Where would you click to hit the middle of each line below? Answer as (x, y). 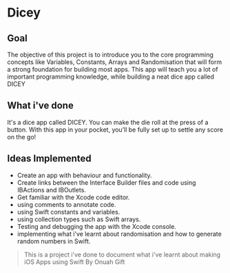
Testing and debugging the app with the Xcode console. (97, 226)
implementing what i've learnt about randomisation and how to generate (119, 234)
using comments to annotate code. (66, 204)
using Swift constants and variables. (69, 212)
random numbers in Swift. (54, 241)
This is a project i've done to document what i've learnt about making (122, 254)
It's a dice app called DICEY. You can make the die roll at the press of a (108, 122)
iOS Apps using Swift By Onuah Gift (74, 262)
